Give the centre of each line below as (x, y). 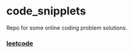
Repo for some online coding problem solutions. (67, 28)
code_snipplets (46, 11)
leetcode (20, 43)
